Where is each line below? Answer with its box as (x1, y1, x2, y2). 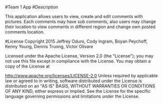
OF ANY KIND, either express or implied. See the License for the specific (5, 88, 151, 94)
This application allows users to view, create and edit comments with (5, 14, 143, 19)
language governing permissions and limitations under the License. (5, 93, 140, 99)
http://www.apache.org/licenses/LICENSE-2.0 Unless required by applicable (5, 73, 158, 78)
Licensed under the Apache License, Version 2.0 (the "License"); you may (5, 53, 154, 59)
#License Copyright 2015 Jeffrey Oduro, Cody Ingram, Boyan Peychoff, (5, 38, 148, 44)
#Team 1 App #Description (5, 4, 58, 10)
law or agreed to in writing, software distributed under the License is (5, 78, 142, 84)
